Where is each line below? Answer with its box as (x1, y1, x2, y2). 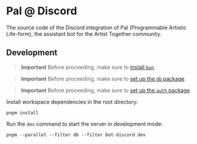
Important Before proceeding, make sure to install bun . (20, 63, 156, 71)
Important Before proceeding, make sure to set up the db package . (20, 75, 186, 82)
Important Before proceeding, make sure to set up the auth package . (20, 87, 192, 94)
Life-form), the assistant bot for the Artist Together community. (6, 30, 162, 37)
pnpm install (6, 109, 39, 116)
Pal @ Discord (6, 4, 77, 18)
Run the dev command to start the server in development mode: (6, 120, 163, 127)
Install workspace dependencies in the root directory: (6, 98, 138, 105)
